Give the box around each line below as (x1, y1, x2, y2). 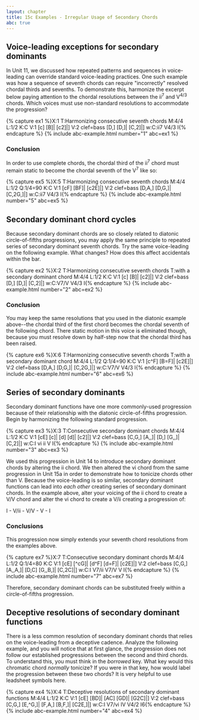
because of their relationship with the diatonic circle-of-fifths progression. (6, 409, 188, 417)
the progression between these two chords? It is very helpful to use (6, 671, 172, 678)
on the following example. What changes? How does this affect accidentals (6, 249, 190, 256)
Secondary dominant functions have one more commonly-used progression (6, 403, 192, 411)
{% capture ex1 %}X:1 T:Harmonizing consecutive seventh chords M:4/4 (6, 117, 184, 124)
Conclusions (6, 522, 43, 530)
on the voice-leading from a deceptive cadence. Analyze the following (6, 639, 178, 646)
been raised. (6, 340, 37, 347)
